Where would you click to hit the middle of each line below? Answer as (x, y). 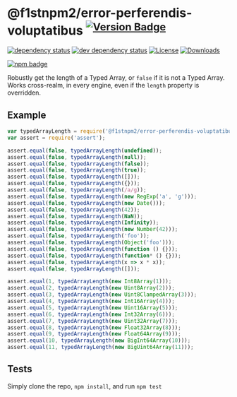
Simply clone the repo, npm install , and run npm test (85, 386)
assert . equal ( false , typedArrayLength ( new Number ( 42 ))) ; (93, 230)
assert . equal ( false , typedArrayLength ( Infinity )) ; (83, 223)
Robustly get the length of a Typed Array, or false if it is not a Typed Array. (116, 78)
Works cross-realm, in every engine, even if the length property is (103, 85)
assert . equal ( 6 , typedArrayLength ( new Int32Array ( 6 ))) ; (91, 314)
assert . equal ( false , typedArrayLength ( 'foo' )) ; (79, 236)
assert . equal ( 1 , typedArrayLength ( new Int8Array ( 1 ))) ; (90, 282)
